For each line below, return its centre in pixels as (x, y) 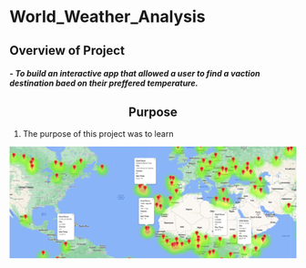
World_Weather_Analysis (108, 17)
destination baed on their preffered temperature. (104, 83)
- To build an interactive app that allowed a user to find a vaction (135, 74)
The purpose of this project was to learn (98, 133)
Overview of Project (67, 51)
